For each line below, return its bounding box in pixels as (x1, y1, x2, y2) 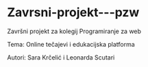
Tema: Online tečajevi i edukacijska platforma (7, 40, 135, 48)
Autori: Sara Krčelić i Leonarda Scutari (7, 53, 115, 62)
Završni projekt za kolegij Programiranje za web (7, 27, 142, 35)
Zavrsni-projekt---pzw (7, 5, 140, 20)
